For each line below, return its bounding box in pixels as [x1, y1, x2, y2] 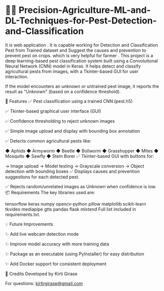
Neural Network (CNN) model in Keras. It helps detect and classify [5, 63, 141, 69]
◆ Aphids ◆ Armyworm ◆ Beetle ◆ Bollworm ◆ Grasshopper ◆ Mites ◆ [5, 147, 159, 153]
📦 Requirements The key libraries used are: [5, 189, 95, 195]
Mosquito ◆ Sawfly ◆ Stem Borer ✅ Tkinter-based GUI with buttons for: [5, 153, 154, 159]
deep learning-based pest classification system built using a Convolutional [5, 58, 158, 64]
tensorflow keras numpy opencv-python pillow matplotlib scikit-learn [5, 201, 147, 207]
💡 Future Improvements [5, 221, 53, 227]
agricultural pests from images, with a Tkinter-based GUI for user [5, 68, 139, 74]
